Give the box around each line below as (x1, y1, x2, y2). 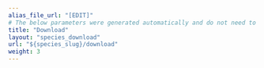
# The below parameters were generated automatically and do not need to (8, 19, 257, 27)
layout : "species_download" (8, 33, 101, 41)
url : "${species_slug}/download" (8, 41, 119, 48)
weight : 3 (8, 48, 41, 55)
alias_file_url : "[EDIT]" (8, 11, 93, 20)
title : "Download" (8, 26, 69, 34)
